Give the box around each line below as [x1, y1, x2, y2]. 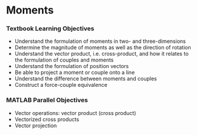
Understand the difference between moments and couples [14, 75, 157, 82]
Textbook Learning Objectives [6, 25, 94, 33]
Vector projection [14, 122, 57, 129]
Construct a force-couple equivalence [14, 82, 108, 89]
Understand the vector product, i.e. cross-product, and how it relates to [14, 50, 189, 58]
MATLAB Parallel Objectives [6, 96, 88, 104]
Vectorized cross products [14, 116, 80, 123]
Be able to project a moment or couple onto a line [14, 69, 135, 76]
